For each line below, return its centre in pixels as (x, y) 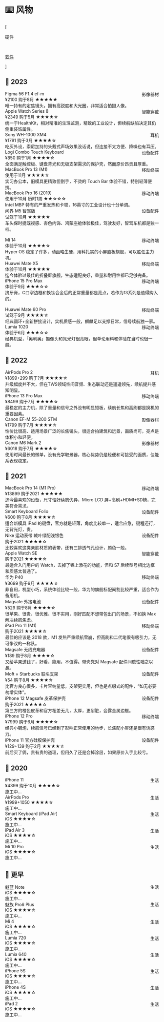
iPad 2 (11, 1004)
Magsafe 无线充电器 (25, 650)
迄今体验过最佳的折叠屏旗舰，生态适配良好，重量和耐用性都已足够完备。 (78, 275)
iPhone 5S (15, 971)
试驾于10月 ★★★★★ (28, 217)
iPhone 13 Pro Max (24, 395)
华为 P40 (14, 577)
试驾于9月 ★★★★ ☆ (27, 315)
